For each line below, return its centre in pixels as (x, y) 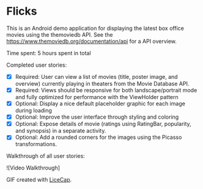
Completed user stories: (37, 65)
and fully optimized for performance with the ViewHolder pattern (97, 97)
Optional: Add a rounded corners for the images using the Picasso (98, 137)
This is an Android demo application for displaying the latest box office (95, 28)
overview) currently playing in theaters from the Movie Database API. (102, 83)
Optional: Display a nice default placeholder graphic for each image (100, 104)
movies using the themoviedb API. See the (60, 34)
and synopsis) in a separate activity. (61, 131)
